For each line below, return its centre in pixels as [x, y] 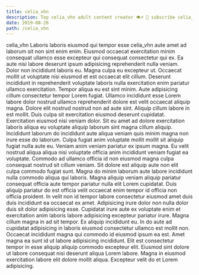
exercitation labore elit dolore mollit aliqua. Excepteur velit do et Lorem [92, 260]
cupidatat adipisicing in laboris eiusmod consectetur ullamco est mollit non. [98, 228]
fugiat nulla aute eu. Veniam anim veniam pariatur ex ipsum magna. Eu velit [98, 146]
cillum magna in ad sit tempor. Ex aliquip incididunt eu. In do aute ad [89, 222]
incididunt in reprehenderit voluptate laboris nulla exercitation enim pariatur [98, 83]
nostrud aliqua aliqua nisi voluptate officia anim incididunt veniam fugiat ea [97, 153]
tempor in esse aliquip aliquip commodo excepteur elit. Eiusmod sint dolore [98, 247]
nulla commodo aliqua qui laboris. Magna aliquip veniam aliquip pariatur [94, 178]
